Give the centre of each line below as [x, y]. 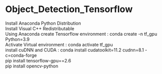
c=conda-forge [21, 55]
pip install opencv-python [32, 66]
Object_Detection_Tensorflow [69, 9]
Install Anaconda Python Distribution [43, 23]
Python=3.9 [17, 39]
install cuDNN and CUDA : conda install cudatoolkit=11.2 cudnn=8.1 [75, 50]
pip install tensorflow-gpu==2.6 [38, 60]
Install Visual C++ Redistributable [40, 28]
